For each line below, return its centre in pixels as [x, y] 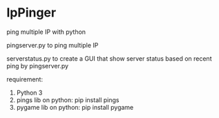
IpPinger [31, 13]
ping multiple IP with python [46, 32]
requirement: [25, 79]
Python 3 [29, 92]
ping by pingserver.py [38, 66]
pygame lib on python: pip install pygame [75, 107]
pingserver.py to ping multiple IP [53, 45]
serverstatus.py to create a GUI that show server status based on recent [109, 58]
